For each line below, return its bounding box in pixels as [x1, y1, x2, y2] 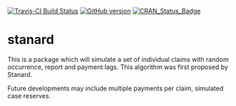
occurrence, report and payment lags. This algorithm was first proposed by [7, 63, 228, 71]
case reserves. [7, 91, 51, 100]
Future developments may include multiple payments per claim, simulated [7, 84, 224, 92]
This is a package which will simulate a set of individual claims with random [7, 55, 230, 63]
